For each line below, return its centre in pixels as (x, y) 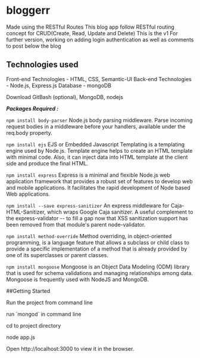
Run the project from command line (50, 303)
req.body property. (29, 132)
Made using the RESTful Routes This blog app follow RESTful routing (90, 27)
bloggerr (28, 10)
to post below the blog (34, 46)
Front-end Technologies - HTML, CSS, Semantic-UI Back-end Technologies (99, 79)
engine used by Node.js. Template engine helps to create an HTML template (99, 150)
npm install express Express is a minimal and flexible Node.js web (88, 175)
